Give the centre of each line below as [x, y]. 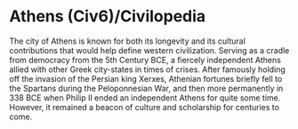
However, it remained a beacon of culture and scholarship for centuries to [145, 107]
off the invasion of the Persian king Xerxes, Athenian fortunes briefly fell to [146, 78]
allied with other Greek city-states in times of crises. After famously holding [148, 69]
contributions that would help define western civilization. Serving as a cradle [149, 50]
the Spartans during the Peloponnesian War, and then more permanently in [146, 88]
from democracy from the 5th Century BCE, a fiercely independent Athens [145, 60]
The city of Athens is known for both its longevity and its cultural [128, 41]
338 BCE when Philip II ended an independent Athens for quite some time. [145, 97]
